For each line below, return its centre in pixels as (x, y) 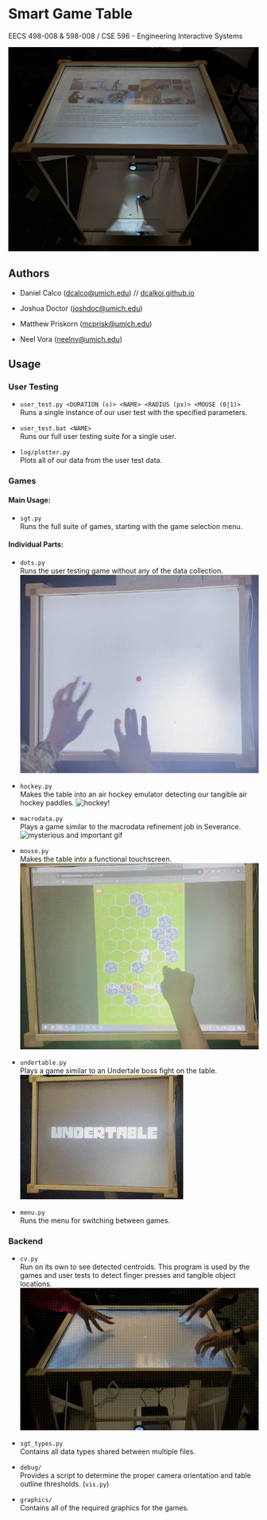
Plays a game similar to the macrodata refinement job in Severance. (130, 826)
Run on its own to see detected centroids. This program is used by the (135, 1267)
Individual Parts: (36, 545)
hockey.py (36, 786)
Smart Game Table (70, 14)
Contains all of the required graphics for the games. (104, 1507)
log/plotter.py (45, 452)
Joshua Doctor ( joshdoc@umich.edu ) (81, 308)
